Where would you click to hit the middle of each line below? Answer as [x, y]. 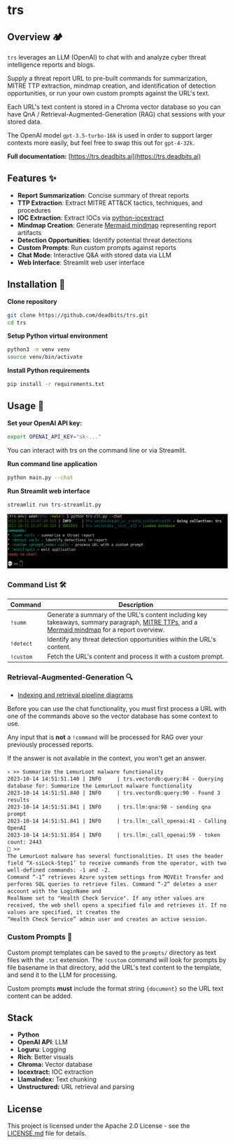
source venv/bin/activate [45, 357]
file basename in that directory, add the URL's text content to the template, [114, 967]
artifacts [29, 232]
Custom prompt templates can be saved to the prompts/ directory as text [112, 952]
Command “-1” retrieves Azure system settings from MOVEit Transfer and [115, 877]
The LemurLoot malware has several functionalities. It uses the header [115, 856]
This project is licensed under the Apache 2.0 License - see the [99, 1126]
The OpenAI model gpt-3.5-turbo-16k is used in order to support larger [110, 135]
